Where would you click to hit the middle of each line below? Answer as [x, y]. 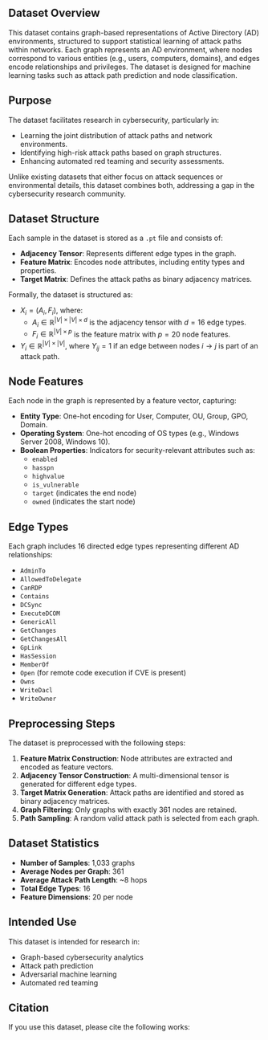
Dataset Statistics [54, 844]
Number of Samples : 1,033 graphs [77, 863]
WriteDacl [37, 691]
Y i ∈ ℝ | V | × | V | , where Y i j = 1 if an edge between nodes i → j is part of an [139, 346]
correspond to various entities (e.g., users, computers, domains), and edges [134, 58]
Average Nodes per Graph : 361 [72, 871]
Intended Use [43, 922]
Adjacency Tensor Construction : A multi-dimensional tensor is [125, 776]
